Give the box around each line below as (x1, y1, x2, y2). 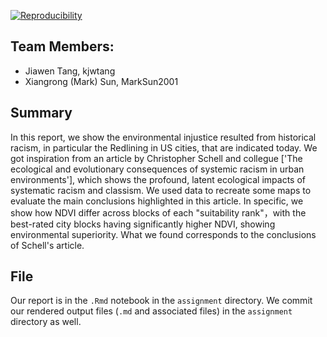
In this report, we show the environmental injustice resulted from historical (10, 131, 317, 143)
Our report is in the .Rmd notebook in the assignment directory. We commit (10, 295, 313, 307)
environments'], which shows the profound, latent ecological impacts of (10, 173, 307, 185)
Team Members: (10, 38, 115, 55)
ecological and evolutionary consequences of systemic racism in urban (10, 163, 305, 175)
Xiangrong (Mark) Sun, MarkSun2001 (24, 75, 179, 87)
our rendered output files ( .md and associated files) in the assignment (10, 305, 293, 317)
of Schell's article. (10, 239, 85, 251)
